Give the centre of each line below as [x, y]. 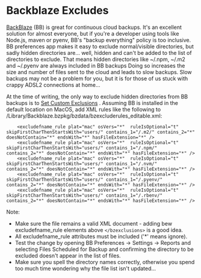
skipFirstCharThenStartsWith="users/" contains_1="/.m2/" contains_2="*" [101, 132]
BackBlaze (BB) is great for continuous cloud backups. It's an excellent [94, 27]
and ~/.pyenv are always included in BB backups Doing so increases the [96, 65]
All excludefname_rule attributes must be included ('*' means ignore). [101, 236]
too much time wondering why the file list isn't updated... [85, 268]
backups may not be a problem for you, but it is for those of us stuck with [97, 78]
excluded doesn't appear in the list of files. [68, 255]
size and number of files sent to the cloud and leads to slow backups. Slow [99, 72]
